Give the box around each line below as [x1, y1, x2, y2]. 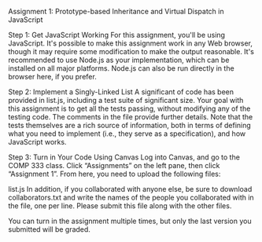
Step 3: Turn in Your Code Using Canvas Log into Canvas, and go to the [8, 152, 240, 162]
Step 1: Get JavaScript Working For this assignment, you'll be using [8, 31, 226, 39]
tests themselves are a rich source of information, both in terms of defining [8, 121, 252, 130]
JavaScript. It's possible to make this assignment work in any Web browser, [8, 38, 253, 48]
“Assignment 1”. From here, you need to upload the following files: [8, 169, 221, 178]
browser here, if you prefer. [8, 72, 97, 81]
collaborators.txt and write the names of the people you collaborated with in [8, 192, 254, 202]
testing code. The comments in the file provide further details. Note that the [8, 112, 253, 121]
